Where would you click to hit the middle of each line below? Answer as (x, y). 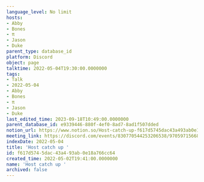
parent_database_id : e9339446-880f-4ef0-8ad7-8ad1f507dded (83, 125)
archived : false (27, 170)
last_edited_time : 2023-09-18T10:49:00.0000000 (68, 119)
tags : (13, 74)
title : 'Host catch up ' (38, 147)
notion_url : (21, 130)
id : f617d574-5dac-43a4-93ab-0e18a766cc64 (61, 153)
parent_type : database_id (39, 52)
